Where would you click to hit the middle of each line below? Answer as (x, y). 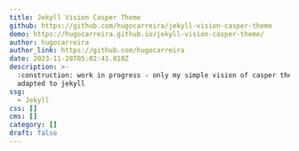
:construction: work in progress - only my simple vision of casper (147, 75)
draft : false (33, 133)
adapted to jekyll (52, 83)
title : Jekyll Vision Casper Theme (75, 17)
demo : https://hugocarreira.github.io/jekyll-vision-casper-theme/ (137, 34)
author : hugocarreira (49, 42)
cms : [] (24, 116)
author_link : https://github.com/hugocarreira (97, 51)
